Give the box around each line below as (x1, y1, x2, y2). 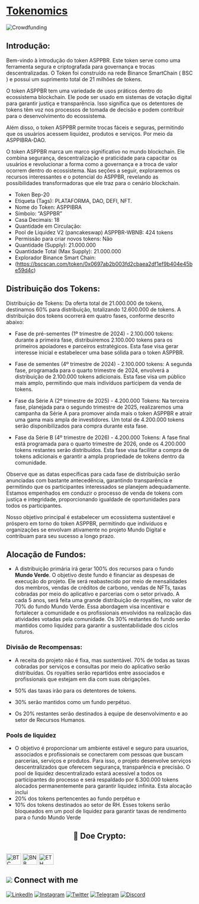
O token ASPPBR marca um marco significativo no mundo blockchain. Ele (6, 148, 185, 155)
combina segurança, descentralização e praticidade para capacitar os (6, 154, 177, 161)
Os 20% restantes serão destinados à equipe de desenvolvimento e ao (14, 710, 188, 717)
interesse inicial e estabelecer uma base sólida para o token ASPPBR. (14, 349, 185, 356)
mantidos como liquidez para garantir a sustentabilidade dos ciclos (14, 622, 179, 629)
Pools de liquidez (6, 731, 56, 739)
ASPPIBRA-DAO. (6, 136, 46, 144)
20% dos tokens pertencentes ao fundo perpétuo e (14, 795, 140, 802)
